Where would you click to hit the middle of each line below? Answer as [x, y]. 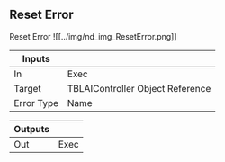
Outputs [31, 129]
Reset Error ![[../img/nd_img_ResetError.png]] [93, 36]
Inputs [36, 58]
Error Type [36, 103]
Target [28, 88]
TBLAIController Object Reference [139, 88]
